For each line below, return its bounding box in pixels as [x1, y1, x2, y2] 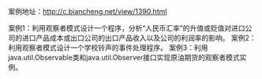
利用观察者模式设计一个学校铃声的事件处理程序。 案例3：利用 [8, 43, 208, 52]
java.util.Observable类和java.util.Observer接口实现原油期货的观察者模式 [8, 53, 241, 62]
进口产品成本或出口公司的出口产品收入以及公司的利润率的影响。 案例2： [21, 34, 256, 42]
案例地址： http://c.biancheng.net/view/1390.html [8, 7, 167, 16]
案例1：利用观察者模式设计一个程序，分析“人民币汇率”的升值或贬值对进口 [8, 23, 246, 33]
